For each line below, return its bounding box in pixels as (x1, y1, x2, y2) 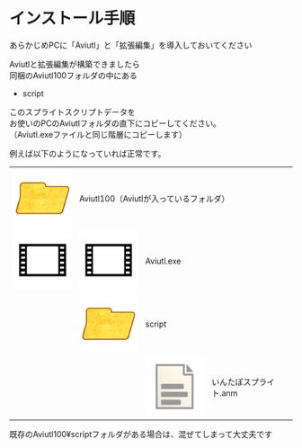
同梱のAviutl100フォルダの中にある (9, 69, 138, 81)
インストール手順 (9, 8, 136, 29)
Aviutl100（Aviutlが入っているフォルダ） (79, 193, 230, 203)
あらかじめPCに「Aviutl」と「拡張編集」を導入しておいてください (9, 40, 253, 50)
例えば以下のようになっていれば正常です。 (9, 148, 166, 158)
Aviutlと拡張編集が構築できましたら (9, 58, 141, 69)
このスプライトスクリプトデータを (9, 106, 136, 117)
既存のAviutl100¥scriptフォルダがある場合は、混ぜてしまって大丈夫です (9, 429, 272, 439)
